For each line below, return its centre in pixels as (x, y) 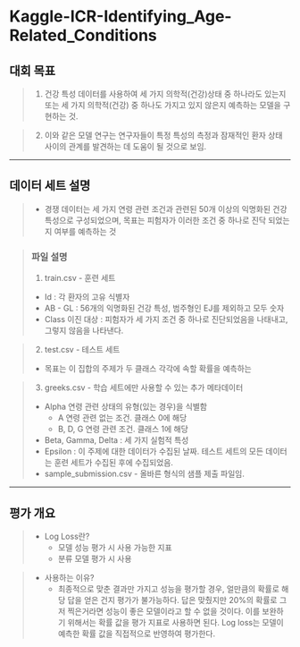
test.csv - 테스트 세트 (82, 350)
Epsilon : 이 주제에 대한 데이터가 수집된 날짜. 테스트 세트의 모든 (154, 451)
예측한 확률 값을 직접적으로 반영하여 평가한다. (137, 634)
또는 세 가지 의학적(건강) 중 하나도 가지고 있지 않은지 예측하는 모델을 (162, 105)
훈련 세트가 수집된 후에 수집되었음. (114, 463)
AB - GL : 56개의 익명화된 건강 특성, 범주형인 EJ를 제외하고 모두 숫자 (164, 308)
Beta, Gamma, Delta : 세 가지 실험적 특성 (117, 440)
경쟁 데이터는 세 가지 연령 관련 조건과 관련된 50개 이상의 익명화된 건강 (166, 209)
